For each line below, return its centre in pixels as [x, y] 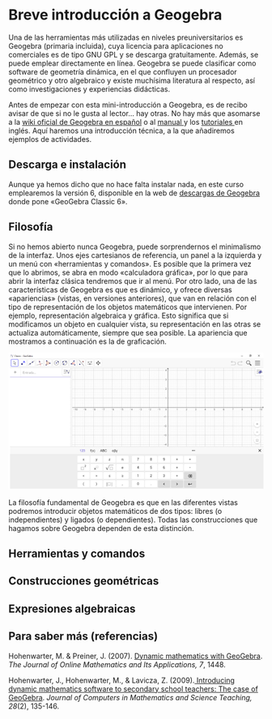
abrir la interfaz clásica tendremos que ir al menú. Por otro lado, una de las [133, 280]
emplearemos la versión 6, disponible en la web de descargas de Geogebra [134, 193]
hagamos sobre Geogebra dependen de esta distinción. [101, 528]
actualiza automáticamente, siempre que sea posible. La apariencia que [128, 332]
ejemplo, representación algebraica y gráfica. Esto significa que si [119, 315]
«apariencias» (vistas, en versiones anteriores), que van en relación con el [132, 298]
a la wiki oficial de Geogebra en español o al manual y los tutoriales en [125, 122]
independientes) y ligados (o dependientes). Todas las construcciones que [133, 520]
